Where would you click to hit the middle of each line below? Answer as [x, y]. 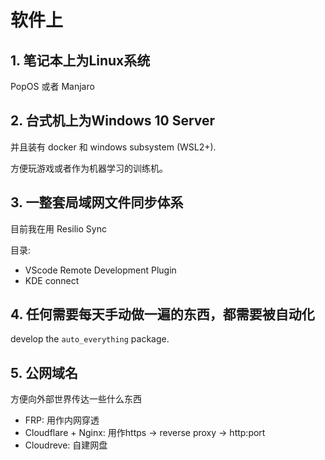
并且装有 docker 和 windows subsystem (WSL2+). [113, 147]
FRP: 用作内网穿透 [62, 420]
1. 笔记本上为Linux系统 [80, 60]
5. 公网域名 [44, 372]
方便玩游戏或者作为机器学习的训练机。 [89, 168]
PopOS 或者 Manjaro [52, 86]
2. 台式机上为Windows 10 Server [113, 121]
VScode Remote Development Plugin [100, 270]
